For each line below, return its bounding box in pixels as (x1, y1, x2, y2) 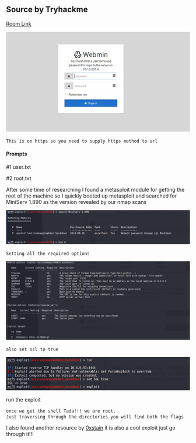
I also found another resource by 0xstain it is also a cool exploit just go (6, 424, 176, 431)
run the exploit (6, 396, 41, 403)
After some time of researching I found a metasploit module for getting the (6, 186, 185, 193)
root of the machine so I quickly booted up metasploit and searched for (6, 192, 177, 199)
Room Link (6, 20, 32, 27)
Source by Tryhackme (6, 5, 88, 15)
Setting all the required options (6, 251, 90, 257)
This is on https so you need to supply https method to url (6, 138, 158, 144)
